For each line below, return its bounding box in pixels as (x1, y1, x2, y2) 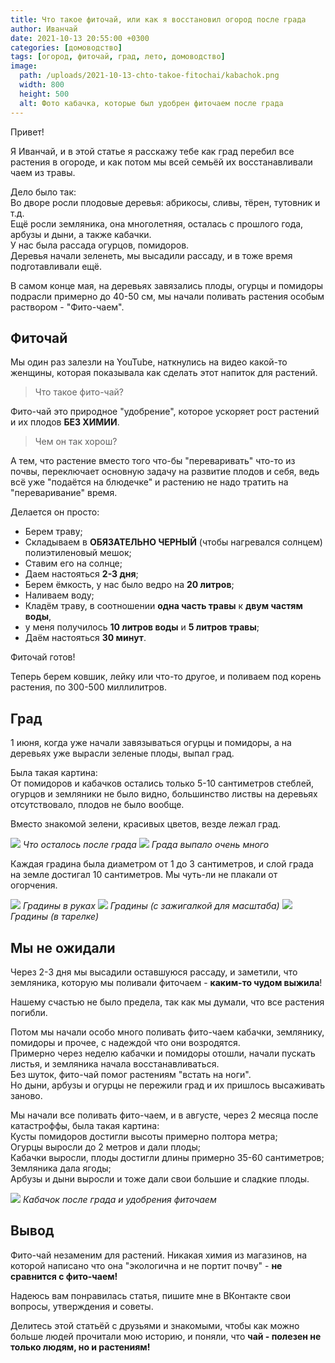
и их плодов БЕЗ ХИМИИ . (10, 416, 120, 428)
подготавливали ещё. (10, 260, 103, 272)
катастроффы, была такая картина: (10, 1119, 160, 1131)
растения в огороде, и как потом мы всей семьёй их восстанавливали (10, 156, 313, 168)
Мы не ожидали (10, 939, 116, 956)
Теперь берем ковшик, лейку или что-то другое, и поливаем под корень (10, 671, 322, 683)
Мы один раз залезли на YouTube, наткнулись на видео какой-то (10, 356, 288, 368)
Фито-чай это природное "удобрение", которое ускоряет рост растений (10, 406, 320, 418)
